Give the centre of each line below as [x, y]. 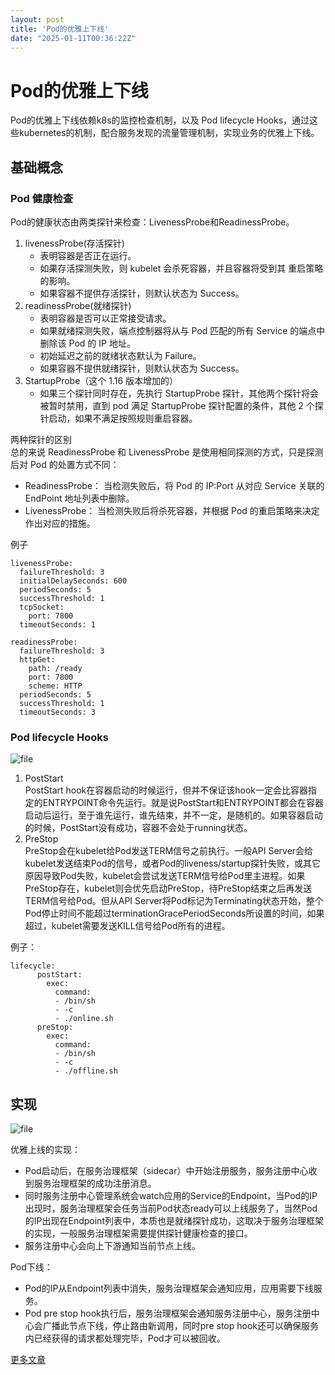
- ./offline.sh [86, 1071]
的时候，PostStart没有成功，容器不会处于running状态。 [138, 828]
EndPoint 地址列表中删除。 [79, 498]
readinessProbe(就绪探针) [78, 305]
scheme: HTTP [55, 686]
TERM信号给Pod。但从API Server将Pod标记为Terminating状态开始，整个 [174, 901]
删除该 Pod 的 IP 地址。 [87, 343]
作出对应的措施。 [60, 523]
